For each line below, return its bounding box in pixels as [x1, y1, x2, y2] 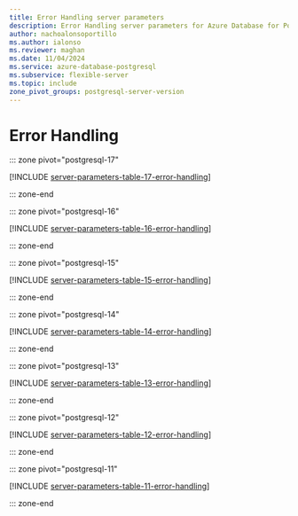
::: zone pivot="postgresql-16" [9, 206, 120, 217]
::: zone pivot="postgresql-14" [9, 309, 120, 320]
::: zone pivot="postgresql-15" [9, 258, 120, 269]
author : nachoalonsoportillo [9, 29, 117, 38]
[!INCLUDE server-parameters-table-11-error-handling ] [9, 481, 210, 492]
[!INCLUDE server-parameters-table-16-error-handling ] [9, 223, 212, 234]
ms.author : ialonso [9, 37, 82, 47]
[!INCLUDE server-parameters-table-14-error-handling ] [9, 326, 212, 337]
